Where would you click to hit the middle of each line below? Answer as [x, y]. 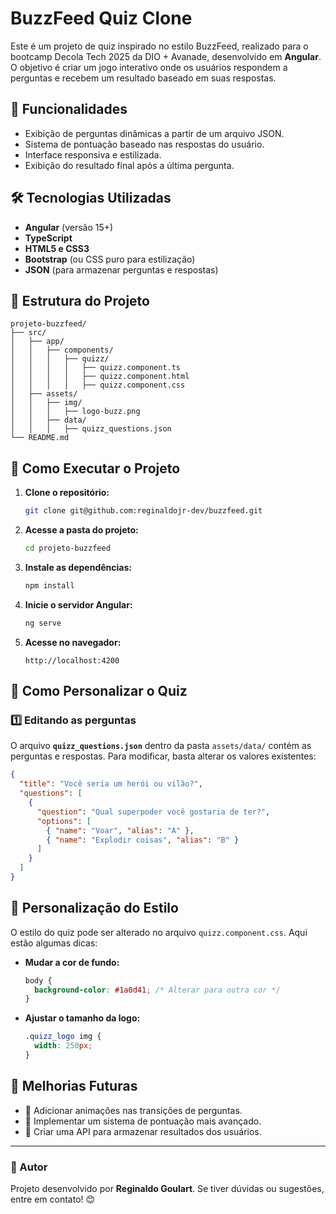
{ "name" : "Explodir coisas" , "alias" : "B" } [143, 840]
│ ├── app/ [37, 342]
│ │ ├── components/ [62, 350]
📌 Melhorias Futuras [74, 1086]
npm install [49, 585]
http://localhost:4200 [72, 660]
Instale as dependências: [78, 567]
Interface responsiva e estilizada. [93, 154]
